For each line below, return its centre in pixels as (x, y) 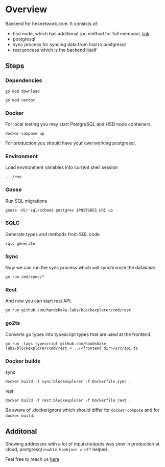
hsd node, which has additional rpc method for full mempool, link (81, 33)
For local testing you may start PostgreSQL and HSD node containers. (79, 124)
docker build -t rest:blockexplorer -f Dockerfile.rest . (68, 400)
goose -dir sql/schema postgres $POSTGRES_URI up (59, 210)
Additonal (21, 431)
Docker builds (23, 361)
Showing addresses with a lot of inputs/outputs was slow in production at (82, 443)
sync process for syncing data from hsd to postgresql (69, 44)
